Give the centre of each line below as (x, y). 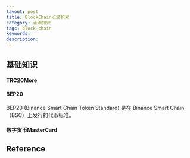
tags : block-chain (29, 28)
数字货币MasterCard (32, 130)
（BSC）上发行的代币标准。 (40, 115)
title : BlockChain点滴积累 (38, 17)
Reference (26, 149)
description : (22, 39)
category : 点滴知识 (29, 23)
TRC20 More (22, 80)
